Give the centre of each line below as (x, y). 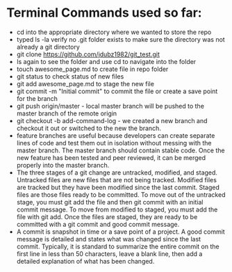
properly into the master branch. (63, 165)
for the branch (37, 98)
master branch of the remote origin (67, 113)
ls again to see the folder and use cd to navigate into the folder (106, 61)
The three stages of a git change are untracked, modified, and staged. (117, 173)
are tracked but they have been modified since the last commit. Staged (118, 187)
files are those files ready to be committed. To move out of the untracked (121, 194)
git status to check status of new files (70, 76)
